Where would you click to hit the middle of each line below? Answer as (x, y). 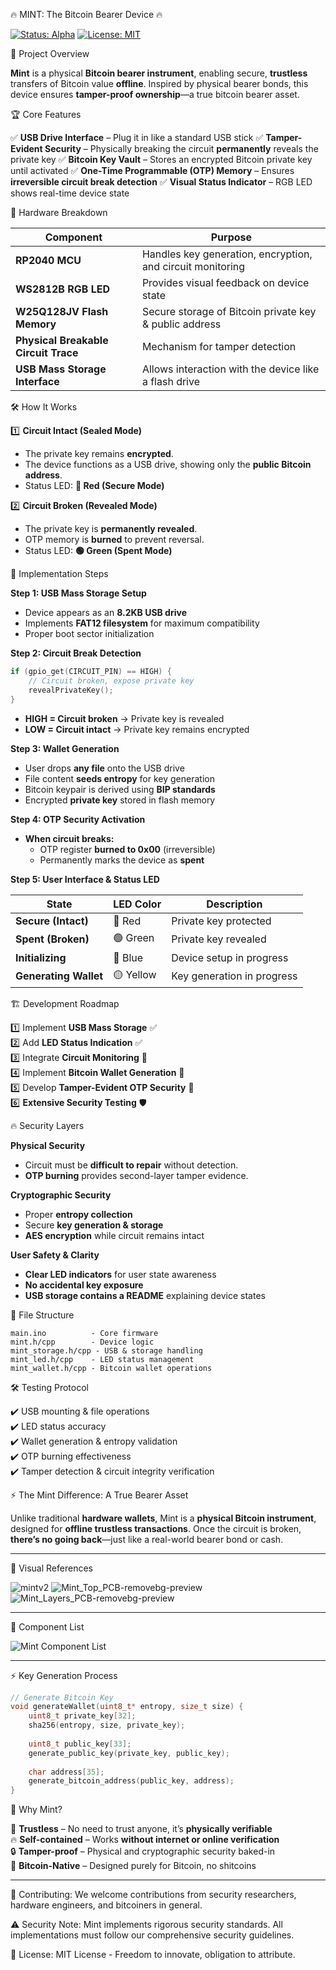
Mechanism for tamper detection (219, 346)
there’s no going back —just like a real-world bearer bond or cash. (147, 1539)
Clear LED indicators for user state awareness (120, 1274)
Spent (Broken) (52, 939)
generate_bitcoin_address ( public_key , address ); (131, 1781)
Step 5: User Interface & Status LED (85, 879)
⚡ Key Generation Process (64, 1675)
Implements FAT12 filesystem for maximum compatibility (142, 623)
